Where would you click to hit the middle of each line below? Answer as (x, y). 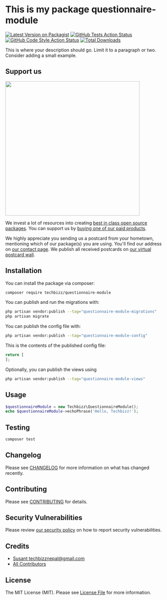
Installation (24, 271)
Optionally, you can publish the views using (51, 369)
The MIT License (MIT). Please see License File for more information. (78, 592)
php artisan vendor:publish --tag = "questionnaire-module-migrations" (81, 312)
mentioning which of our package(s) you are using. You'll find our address (83, 244)
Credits (17, 546)
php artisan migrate (27, 317)
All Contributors (29, 564)
